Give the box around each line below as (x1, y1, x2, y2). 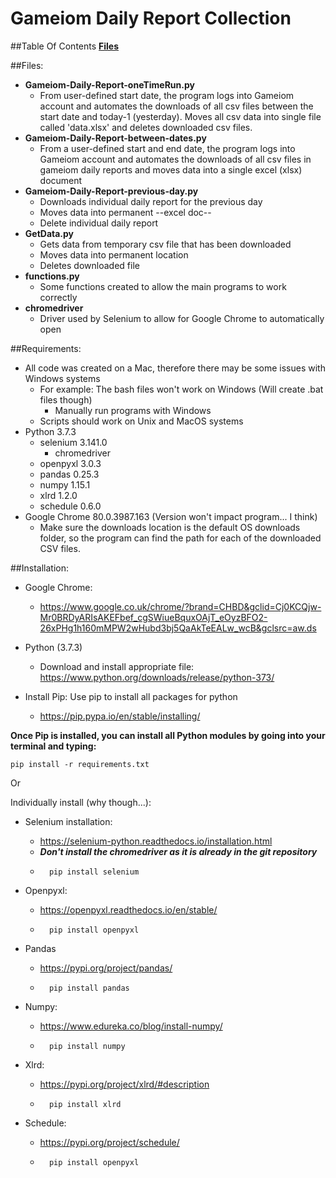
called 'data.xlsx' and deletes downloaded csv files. (39, 121, 253, 133)
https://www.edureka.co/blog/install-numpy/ (39, 1020, 223, 1032)
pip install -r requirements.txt (10, 759, 150, 769)
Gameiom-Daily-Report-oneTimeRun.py (24, 78, 195, 91)
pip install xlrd (48, 1099, 122, 1109)
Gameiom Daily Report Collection (10, 7, 292, 30)
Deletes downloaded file (39, 259, 140, 271)
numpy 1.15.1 (39, 478, 91, 491)
